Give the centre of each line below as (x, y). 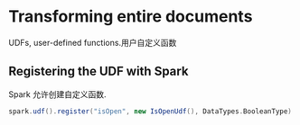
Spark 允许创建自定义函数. (57, 94)
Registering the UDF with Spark (98, 71)
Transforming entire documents (131, 17)
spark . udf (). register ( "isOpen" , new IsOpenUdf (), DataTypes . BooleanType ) (150, 111)
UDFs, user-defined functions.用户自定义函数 (93, 42)
